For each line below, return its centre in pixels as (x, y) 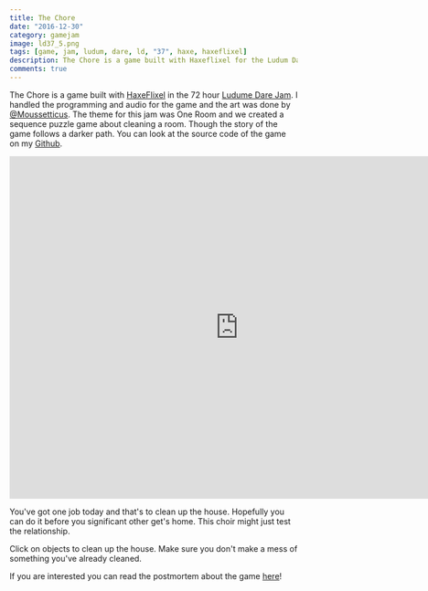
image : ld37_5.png (44, 43)
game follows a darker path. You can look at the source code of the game (148, 133)
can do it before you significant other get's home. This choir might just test (150, 521)
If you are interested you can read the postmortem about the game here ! (146, 575)
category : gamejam (44, 35)
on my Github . (36, 143)
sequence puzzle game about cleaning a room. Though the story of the (144, 123)
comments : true (38, 69)
